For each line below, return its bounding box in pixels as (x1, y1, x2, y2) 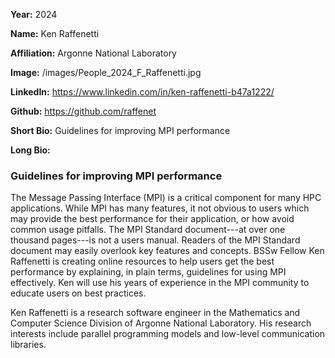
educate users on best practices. (10, 287, 147, 299)
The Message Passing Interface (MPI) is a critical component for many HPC (10, 192, 322, 204)
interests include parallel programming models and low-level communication (10, 328, 326, 340)
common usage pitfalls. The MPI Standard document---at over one (10, 224, 286, 236)
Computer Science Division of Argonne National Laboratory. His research (10, 317, 312, 329)
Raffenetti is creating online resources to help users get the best (10, 255, 275, 268)
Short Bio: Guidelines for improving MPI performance (10, 125, 231, 136)
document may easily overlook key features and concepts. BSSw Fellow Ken (10, 245, 325, 257)
